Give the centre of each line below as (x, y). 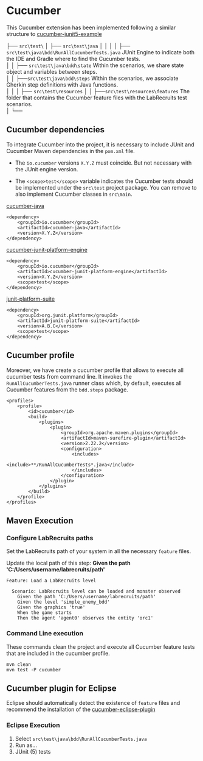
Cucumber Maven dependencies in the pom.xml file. (71, 151)
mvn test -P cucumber (34, 670)
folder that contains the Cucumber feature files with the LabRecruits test (97, 98)
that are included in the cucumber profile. (58, 653)
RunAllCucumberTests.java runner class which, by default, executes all (94, 383)
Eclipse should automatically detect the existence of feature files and (93, 703)
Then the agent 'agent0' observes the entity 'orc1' (85, 618)
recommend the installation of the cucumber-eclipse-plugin (81, 709)
